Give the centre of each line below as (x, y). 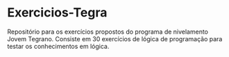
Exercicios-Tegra (57, 13)
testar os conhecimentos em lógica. (58, 46)
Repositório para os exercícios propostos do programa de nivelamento (108, 32)
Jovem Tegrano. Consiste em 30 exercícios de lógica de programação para (115, 38)
